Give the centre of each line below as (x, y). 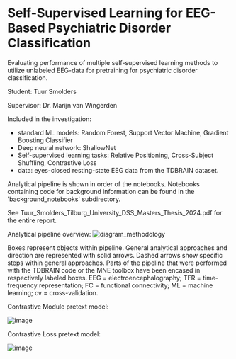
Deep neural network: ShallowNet (67, 147)
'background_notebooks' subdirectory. (64, 199)
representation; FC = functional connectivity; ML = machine (126, 285)
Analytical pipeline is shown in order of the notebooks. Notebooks (103, 184)
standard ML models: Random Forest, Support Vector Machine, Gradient (123, 132)
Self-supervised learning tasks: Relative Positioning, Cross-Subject (116, 155)
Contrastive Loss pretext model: (54, 334)
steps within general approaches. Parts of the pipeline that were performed (117, 263)
